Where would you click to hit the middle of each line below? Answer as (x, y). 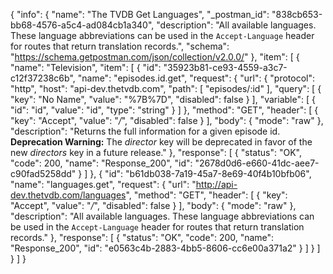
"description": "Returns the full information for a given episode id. (145, 131)
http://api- (216, 184)
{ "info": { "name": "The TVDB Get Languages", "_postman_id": (140, 14)
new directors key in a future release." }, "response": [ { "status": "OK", (156, 152)
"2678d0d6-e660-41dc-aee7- (257, 163)
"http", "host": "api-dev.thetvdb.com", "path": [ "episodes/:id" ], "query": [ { (166, 88)
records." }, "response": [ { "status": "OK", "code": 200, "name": (142, 237)
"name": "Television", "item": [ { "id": (86, 67)
